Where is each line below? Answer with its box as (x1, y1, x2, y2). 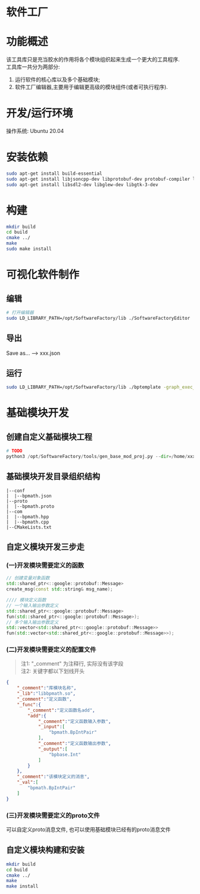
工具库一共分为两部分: (6, 63, 61, 70)
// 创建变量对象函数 (6, 575, 50, 581)
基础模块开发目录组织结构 (6, 472, 100, 482)
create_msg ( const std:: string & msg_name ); (6, 586, 113, 592)
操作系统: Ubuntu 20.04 (6, 128, 64, 135)
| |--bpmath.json (6, 493, 52, 499)
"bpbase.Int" (48, 751, 82, 757)
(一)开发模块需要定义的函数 (6, 561, 85, 570)
